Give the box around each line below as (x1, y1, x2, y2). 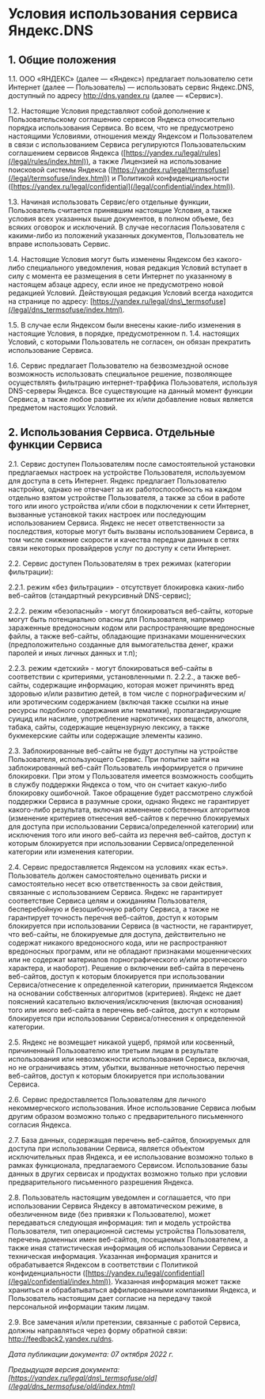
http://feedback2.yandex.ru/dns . (8, 1334, 115, 1344)
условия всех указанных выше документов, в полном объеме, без (8, 214, 234, 223)
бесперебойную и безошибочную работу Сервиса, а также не (8, 904, 220, 914)
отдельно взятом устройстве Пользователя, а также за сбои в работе (8, 492, 245, 502)
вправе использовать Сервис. (8, 239, 111, 248)
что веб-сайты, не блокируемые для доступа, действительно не (8, 929, 226, 938)
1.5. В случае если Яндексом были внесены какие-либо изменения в (8, 320, 241, 329)
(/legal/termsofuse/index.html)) (8, 173, 111, 183)
